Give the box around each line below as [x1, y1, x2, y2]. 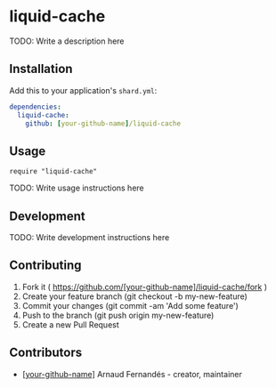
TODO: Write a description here [9, 36, 125, 46]
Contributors [9, 345, 83, 360]
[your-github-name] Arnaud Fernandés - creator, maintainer [21, 368, 242, 379]
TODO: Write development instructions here [9, 232, 170, 242]
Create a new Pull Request [21, 319, 120, 330]
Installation [9, 61, 73, 77]
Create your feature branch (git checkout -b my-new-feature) [21, 291, 248, 302]
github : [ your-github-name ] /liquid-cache [25, 118, 181, 128]
